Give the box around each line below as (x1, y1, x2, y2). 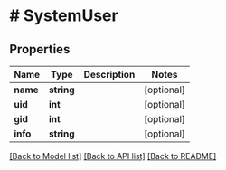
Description (83, 69, 136, 80)
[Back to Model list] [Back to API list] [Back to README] (9, 151, 217, 161)
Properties (9, 42, 71, 57)
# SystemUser (9, 5, 119, 26)
